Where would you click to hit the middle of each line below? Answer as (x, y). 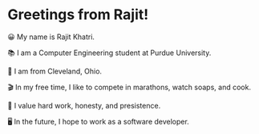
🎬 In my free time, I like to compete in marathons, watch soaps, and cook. (129, 87)
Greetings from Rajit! (78, 15)
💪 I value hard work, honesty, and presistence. (84, 105)
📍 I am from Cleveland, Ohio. (55, 71)
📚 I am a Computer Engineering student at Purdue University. (109, 53)
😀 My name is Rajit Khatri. (51, 37)
